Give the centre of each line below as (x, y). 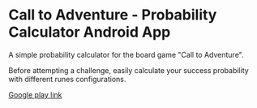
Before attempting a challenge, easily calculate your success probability (128, 70)
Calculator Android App (90, 32)
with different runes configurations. (67, 79)
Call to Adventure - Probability (113, 15)
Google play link (35, 94)
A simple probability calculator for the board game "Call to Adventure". (126, 54)
